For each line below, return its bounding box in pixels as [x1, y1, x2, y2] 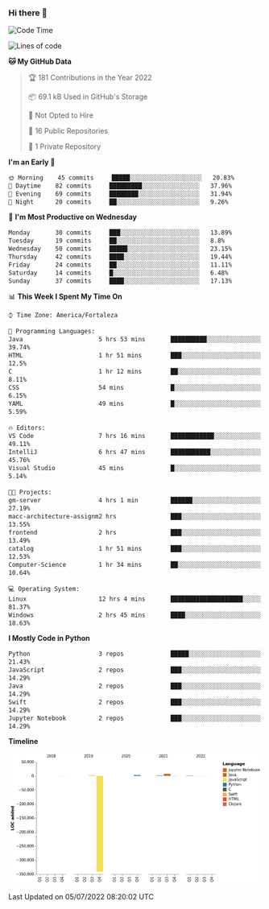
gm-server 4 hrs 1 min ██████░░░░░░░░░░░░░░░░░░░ [8, 497, 262, 505]
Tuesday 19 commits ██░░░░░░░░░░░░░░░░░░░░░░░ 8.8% [8, 237, 226, 245]
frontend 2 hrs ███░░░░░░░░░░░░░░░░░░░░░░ [8, 529, 262, 537]
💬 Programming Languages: [8, 328, 95, 336]
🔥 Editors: [8, 424, 46, 432]
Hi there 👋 [8, 7, 48, 19]
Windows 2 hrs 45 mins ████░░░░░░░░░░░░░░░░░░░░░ [8, 611, 262, 619]
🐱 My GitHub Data [8, 56, 72, 67]
